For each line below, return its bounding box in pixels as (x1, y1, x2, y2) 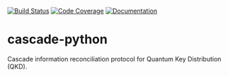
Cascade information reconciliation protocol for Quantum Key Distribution (7, 54, 222, 63)
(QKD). (7, 62, 28, 71)
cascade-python (7, 32, 108, 47)
